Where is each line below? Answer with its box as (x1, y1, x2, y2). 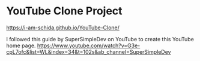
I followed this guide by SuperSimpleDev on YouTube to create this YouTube (6, 35, 194, 42)
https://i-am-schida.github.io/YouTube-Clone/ (6, 24, 120, 31)
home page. (6, 42, 36, 49)
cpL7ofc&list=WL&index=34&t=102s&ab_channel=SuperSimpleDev (6, 48, 171, 55)
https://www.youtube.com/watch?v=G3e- (37, 42, 141, 49)
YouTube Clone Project (6, 4, 123, 18)
